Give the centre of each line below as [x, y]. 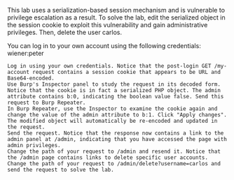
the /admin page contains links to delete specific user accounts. [108, 158]
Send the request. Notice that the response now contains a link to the [116, 133]
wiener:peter [26, 53]
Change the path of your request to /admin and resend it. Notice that [114, 151]
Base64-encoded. [31, 78]
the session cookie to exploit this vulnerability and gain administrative [108, 25]
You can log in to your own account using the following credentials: [104, 46]
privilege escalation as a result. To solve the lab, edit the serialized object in [116, 17]
